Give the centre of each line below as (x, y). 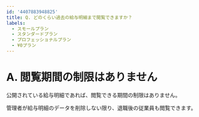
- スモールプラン (30, 29)
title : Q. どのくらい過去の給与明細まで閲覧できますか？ (70, 17)
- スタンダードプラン (35, 34)
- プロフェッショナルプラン (41, 40)
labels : (16, 23)
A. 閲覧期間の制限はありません (82, 77)
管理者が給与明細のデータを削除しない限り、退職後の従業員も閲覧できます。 (101, 108)
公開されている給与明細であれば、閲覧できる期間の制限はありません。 (93, 95)
